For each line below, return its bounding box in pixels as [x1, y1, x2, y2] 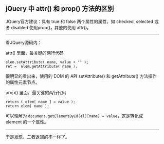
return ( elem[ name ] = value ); [5, 99, 76, 104]
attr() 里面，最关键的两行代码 [5, 50, 64, 56]
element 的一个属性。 [5, 119, 49, 124]
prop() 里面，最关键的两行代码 [5, 89, 66, 95]
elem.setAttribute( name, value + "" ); [5, 60, 89, 64]
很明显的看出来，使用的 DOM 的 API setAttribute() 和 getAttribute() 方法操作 [5, 73, 157, 79]
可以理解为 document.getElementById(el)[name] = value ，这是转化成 [5, 113, 143, 119]
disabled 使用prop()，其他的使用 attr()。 [11, 24, 91, 30]
